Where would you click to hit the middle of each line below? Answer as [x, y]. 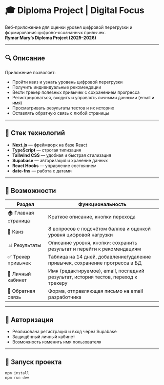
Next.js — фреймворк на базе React [50, 145]
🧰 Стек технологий [35, 133]
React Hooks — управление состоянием [54, 166]
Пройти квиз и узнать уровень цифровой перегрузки [67, 82]
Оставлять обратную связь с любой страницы [61, 113]
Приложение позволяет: [31, 72]
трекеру [58, 283]
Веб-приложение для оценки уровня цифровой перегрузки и [69, 27]
